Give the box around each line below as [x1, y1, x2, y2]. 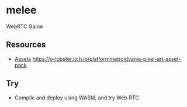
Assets [14, 55, 32, 62]
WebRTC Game [6, 23, 43, 30]
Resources [6, 40, 46, 50]
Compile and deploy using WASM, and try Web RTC [14, 94, 139, 101]
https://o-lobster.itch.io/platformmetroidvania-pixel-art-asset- [32, 55, 181, 62]
